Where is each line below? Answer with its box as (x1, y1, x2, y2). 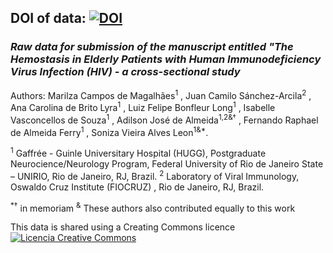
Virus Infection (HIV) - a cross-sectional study (10, 65, 241, 79)
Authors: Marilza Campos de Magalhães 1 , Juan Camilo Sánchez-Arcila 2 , (10, 87, 312, 101)
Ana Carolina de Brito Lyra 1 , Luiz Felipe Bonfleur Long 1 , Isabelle (10, 100, 276, 113)
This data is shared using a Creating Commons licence (10, 221, 236, 233)
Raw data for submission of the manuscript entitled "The (10, 40, 294, 54)
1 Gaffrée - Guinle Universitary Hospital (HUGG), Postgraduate (10, 146, 267, 159)
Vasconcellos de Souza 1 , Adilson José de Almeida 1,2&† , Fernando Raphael (10, 112, 319, 126)
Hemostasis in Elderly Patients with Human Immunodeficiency (10, 52, 322, 66)
